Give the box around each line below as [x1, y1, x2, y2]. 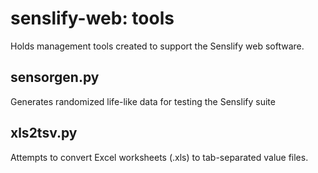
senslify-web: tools [10, 7, 175, 30]
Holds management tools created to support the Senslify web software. [10, 40, 305, 52]
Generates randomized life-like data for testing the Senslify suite [10, 95, 276, 107]
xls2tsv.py [10, 125, 78, 142]
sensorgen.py [10, 69, 100, 86]
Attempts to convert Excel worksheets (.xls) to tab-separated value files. [10, 151, 309, 163]
